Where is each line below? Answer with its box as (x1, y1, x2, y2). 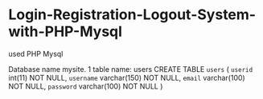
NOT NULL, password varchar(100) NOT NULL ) (8, 81, 163, 91)
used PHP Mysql (8, 49, 64, 58)
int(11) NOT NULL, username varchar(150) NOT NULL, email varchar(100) (8, 73, 245, 82)
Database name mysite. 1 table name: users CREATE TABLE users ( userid (8, 64, 253, 73)
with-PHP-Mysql (8, 22, 123, 41)
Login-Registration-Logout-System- (8, 6, 256, 24)
